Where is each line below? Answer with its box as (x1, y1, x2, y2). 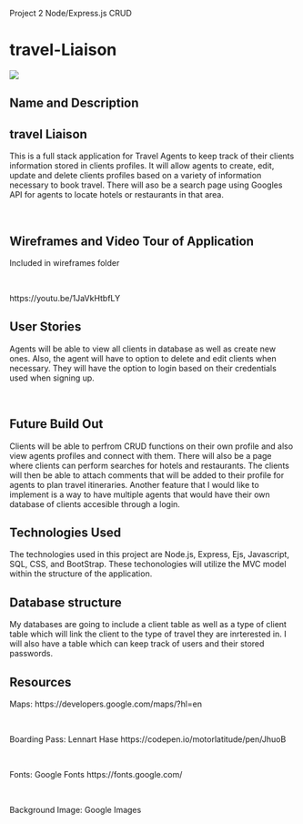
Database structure (9, 595, 122, 610)
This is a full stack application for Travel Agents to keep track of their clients (9, 150, 295, 162)
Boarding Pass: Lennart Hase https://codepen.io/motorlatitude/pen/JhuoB (9, 734, 287, 745)
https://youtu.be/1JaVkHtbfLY (9, 292, 121, 303)
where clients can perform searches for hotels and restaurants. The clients (9, 460, 289, 471)
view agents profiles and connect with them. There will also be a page (9, 450, 272, 461)
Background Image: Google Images (9, 805, 142, 816)
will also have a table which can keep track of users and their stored (9, 638, 265, 649)
